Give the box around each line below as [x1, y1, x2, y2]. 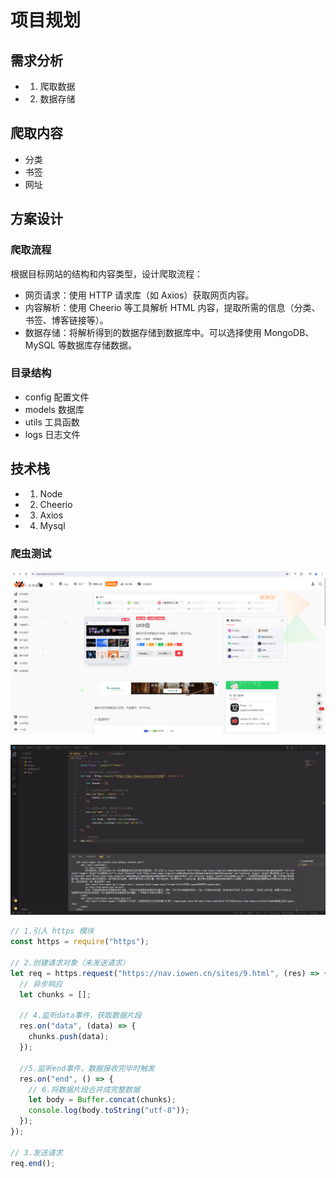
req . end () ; [10, 1158, 56, 1168]
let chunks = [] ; [19, 989, 92, 1000]
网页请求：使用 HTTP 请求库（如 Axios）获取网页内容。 [24, 289, 255, 301]
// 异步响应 [19, 979, 63, 989]
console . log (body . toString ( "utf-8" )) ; [28, 1106, 190, 1116]
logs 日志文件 [24, 428, 81, 440]
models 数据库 [24, 403, 85, 415]
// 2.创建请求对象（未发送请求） [10, 958, 130, 968]
